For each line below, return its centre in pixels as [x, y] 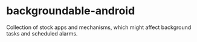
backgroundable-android [71, 11]
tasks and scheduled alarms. [42, 33]
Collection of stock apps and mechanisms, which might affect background [99, 27]
